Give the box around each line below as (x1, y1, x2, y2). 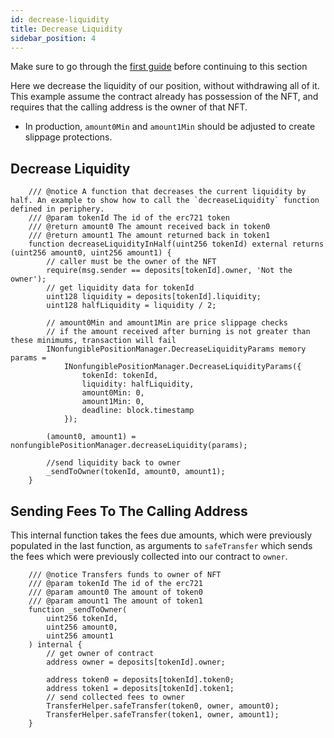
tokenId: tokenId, (81, 371, 159, 381)
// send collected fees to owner (46, 692, 186, 702)
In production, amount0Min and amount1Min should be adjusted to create (24, 121, 316, 133)
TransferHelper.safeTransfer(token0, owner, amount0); (46, 701, 280, 711)
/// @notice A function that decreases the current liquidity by (28, 187, 307, 197)
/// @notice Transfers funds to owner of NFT (28, 570, 222, 580)
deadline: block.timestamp (81, 406, 195, 416)
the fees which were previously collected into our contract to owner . (10, 551, 288, 562)
